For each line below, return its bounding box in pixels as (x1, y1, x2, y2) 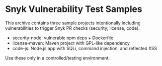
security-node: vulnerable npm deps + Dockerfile (12, 35, 114, 41)
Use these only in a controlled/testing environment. (5, 55, 110, 61)
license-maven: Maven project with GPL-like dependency (12, 40, 130, 46)
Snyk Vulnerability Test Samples (5, 3, 143, 15)
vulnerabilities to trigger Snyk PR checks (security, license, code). (5, 25, 140, 31)
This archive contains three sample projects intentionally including (5, 20, 141, 26)
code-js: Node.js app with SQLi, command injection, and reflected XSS (12, 45, 158, 51)
